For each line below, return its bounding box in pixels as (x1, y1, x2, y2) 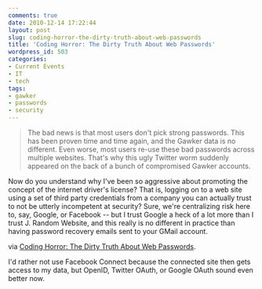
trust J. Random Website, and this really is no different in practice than (8, 218, 235, 228)
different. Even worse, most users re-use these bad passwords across (27, 144, 255, 154)
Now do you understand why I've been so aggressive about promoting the (8, 177, 249, 185)
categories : (8, 56, 47, 64)
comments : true (8, 11, 58, 20)
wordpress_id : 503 (8, 48, 68, 56)
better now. (8, 274, 45, 283)
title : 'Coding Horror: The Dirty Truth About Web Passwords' (8, 41, 216, 49)
